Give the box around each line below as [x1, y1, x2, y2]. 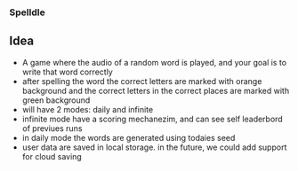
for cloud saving [21, 151, 82, 161]
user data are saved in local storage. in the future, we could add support [21, 142, 287, 152]
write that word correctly [21, 66, 113, 77]
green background [21, 95, 91, 105]
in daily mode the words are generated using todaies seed [21, 132, 236, 143]
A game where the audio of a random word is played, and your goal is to [21, 57, 287, 67]
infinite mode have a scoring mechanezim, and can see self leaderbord [21, 113, 283, 124]
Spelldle [9, 6, 46, 19]
